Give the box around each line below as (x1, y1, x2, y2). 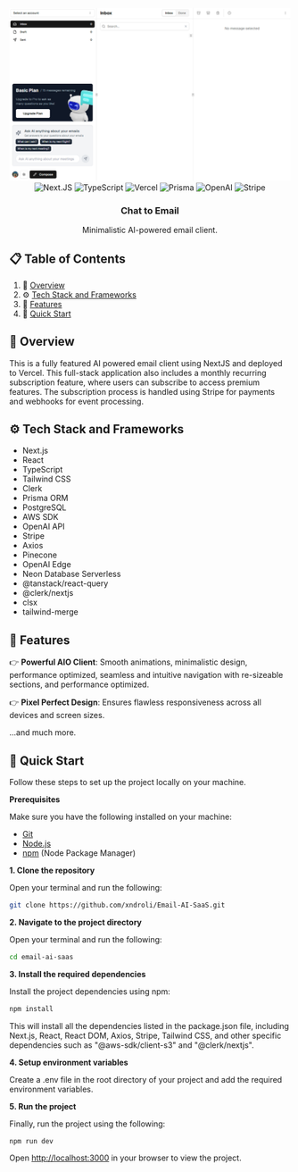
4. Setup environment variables (9, 1057, 128, 1067)
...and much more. (9, 727, 77, 738)
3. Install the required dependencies (9, 968, 146, 979)
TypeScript (21, 465, 63, 475)
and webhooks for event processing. (9, 396, 145, 406)
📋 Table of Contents (9, 252, 127, 267)
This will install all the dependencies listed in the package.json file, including (9, 1020, 290, 1031)
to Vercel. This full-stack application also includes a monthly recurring (9, 367, 267, 378)
